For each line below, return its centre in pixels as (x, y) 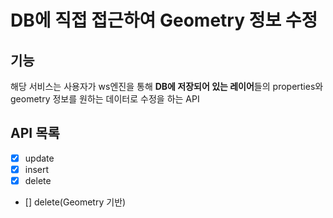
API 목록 (35, 133)
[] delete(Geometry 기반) (75, 202)
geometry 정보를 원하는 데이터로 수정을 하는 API (105, 99)
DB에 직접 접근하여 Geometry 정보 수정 (164, 20)
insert (37, 169)
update (39, 158)
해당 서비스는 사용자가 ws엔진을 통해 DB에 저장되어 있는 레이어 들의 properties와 (167, 86)
